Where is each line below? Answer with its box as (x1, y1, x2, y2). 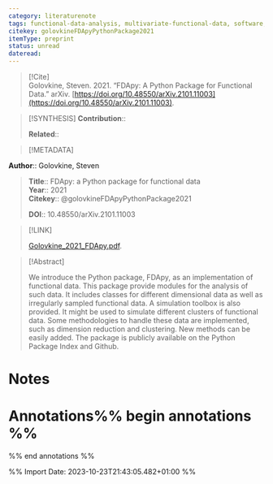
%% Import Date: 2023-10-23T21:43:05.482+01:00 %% (8, 467, 197, 477)
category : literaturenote (8, 11, 96, 20)
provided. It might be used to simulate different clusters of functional (28, 307, 258, 317)
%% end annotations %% (8, 452, 95, 461)
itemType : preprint (8, 34, 75, 43)
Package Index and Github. (28, 342, 119, 351)
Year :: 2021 (28, 185, 67, 195)
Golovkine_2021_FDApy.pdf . (28, 241, 123, 250)
